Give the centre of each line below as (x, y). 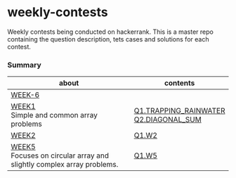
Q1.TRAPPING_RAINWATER (179, 111)
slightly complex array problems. (65, 165)
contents (179, 83)
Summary (25, 65)
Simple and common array (54, 115)
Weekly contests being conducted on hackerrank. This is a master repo (111, 32)
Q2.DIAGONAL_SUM (168, 120)
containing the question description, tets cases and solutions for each (108, 39)
